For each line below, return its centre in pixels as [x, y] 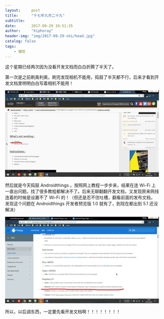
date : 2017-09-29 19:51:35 [39, 26]
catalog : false [20, 42]
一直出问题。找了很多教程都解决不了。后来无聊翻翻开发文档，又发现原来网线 [82, 191]
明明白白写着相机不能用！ [48, 83]
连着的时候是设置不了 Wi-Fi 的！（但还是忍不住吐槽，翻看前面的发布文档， [80, 197]
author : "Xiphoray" [29, 31]
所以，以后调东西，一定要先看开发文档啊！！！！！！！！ [63, 311]
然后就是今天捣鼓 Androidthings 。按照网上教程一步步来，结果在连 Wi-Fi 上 [81, 185]
